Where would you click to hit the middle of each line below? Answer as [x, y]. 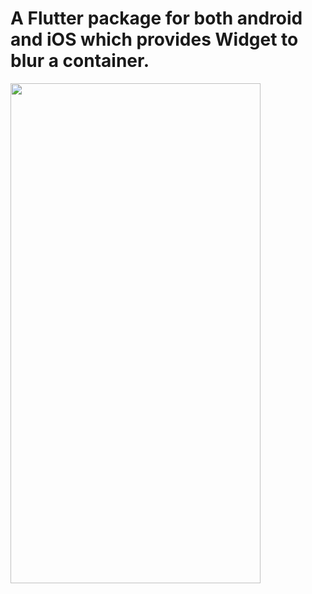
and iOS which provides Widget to [154, 39]
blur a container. [80, 61]
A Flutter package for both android [156, 18]
